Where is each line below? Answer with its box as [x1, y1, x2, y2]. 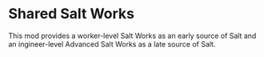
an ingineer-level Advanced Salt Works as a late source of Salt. [8, 39, 216, 48]
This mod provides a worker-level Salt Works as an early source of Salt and [8, 31, 257, 40]
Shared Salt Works [8, 5, 134, 23]
